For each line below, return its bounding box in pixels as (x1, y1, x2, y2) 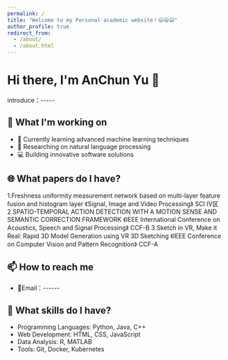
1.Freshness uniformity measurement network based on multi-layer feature (7, 191, 220, 200)
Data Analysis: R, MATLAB (17, 338, 92, 346)
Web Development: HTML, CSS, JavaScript (17, 330, 141, 338)
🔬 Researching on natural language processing (17, 142, 151, 151)
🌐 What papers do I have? (7, 173, 121, 185)
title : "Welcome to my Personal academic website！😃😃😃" (7, 17, 178, 24)
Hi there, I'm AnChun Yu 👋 (7, 72, 160, 88)
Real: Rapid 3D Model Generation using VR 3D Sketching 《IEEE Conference (7, 232, 222, 240)
